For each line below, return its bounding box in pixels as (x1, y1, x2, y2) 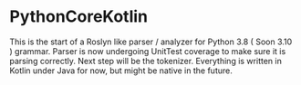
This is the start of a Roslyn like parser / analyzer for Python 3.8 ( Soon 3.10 (9, 36, 293, 47)
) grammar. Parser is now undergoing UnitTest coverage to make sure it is (9, 45, 286, 56)
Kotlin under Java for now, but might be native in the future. (9, 65, 233, 76)
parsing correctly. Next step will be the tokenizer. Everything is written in (9, 55, 283, 66)
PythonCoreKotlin (9, 6, 149, 27)
